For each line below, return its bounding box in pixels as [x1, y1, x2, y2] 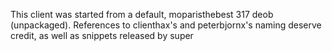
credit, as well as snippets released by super [10, 30, 194, 41]
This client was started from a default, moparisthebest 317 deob [10, 9, 274, 20]
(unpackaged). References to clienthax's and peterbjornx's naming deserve [10, 19, 322, 31]
